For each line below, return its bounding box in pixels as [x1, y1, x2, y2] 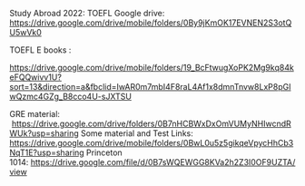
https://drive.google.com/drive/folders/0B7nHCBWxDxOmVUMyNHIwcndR [11, 118, 292, 129]
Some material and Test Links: [80, 128, 193, 139]
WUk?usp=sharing [9, 128, 79, 139]
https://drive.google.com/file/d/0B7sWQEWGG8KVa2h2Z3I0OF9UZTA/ [30, 157, 296, 167]
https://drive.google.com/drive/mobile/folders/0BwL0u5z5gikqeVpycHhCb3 [9, 138, 294, 148]
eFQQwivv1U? [9, 72, 62, 83]
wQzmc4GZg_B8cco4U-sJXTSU [9, 91, 132, 102]
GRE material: [9, 109, 61, 119]
